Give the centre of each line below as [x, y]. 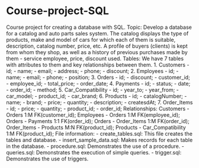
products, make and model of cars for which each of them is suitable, [91, 39]
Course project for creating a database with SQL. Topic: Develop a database [99, 27]
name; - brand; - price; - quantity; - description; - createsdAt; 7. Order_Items [99, 102]
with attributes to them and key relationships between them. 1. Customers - [98, 65]
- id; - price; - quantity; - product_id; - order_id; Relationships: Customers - [98, 108]
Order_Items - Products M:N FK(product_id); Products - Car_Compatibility [96, 127]
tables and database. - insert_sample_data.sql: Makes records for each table [99, 140]
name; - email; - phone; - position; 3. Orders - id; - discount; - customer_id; [98, 77]
